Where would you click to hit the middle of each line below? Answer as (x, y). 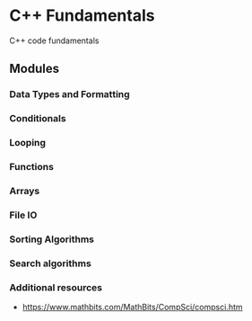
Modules (35, 69)
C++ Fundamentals (82, 16)
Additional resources (56, 287)
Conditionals (38, 119)
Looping (28, 143)
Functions (31, 167)
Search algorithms (50, 263)
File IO (23, 215)
